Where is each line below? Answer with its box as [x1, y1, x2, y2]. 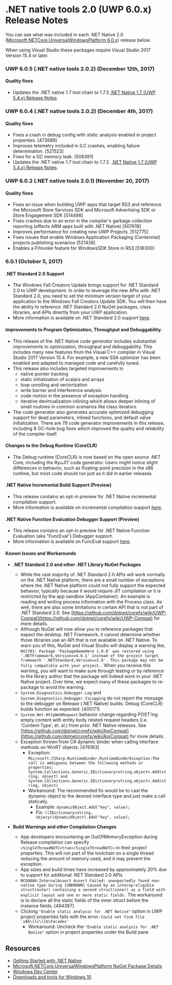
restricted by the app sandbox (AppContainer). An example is [20, 593, 150, 599]
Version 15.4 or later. [5, 52, 49, 59]
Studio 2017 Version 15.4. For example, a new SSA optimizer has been [12, 354, 161, 361]
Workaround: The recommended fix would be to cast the [28, 787, 148, 794]
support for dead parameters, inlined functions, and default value [12, 414, 151, 421]
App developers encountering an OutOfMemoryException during [20, 834, 158, 840]
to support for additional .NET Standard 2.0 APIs [20, 872, 123, 878]
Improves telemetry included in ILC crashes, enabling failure [12, 143, 140, 149]
